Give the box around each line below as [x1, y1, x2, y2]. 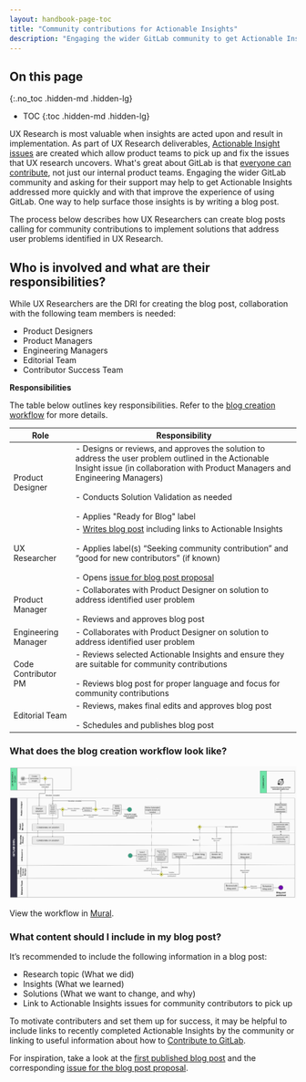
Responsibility [156, 430, 212, 441]
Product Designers [22, 326, 94, 337]
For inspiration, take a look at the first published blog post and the [9, 1052, 257, 1063]
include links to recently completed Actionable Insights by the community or [9, 1025, 295, 1035]
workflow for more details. [9, 410, 108, 420]
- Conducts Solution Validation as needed [75, 491, 232, 502]
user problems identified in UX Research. [9, 234, 164, 244]
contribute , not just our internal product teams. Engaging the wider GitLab [9, 167, 287, 178]
